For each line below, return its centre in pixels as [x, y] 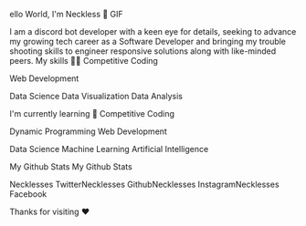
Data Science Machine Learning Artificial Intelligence [109, 149]
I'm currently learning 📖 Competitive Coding [92, 113]
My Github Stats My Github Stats [71, 167]
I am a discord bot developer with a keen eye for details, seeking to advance [153, 31]
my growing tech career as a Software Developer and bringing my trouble [148, 41]
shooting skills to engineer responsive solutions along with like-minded [143, 51]
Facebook [28, 194]
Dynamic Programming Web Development [88, 131]
